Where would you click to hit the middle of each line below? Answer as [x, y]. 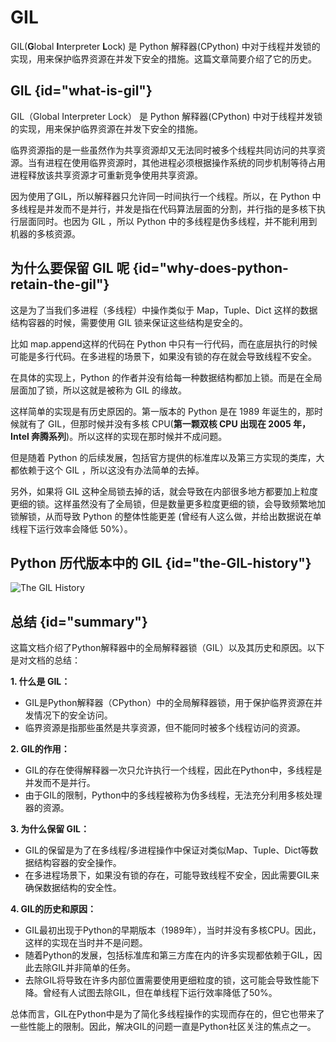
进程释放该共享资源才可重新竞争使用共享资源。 [106, 175]
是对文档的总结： [45, 660]
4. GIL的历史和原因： [53, 909]
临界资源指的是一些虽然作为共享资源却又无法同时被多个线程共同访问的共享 [163, 150]
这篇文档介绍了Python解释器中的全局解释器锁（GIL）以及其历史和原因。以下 [167, 648]
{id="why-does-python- [210, 268]
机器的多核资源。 [45, 233]
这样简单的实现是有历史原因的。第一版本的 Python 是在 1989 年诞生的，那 [162, 411]
